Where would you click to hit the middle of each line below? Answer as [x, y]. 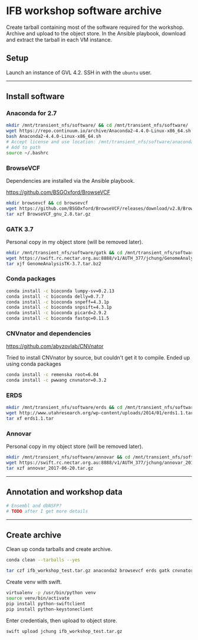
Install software [35, 96]
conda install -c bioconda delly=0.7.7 [55, 296]
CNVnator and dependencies [49, 333]
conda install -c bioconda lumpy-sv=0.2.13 [60, 291]
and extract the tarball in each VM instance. [59, 39]
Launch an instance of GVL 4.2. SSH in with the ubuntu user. [79, 72]
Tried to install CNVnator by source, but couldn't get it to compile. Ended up [98, 358]
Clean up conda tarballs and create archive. [59, 549]
